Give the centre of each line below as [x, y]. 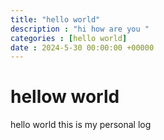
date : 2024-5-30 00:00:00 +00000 [82, 47]
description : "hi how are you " [80, 29]
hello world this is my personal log [81, 125]
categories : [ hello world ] [69, 38]
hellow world [65, 97]
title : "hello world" [55, 19]
